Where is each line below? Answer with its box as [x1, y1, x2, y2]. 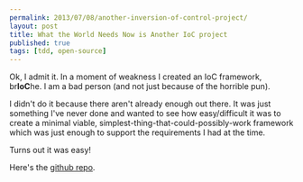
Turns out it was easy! [9, 145, 92, 156]
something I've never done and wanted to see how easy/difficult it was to [9, 108, 281, 119]
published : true [9, 38, 70, 48]
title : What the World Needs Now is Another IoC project [9, 30, 228, 39]
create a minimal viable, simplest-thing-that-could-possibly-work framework [9, 118, 294, 129]
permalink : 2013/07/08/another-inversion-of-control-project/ [9, 13, 248, 23]
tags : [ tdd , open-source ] [9, 47, 106, 56]
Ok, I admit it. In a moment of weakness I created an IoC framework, [9, 71, 262, 82]
